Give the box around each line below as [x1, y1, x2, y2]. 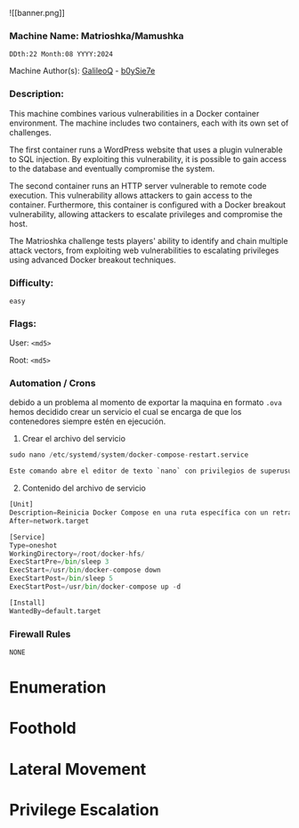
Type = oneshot [9, 540, 58, 550]
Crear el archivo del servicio [21, 434, 126, 444]
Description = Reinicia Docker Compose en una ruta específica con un [9, 508, 269, 517]
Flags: [9, 317, 37, 329]
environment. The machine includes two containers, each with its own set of [9, 118, 289, 128]
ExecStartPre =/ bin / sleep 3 [9, 557, 109, 566]
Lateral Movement [9, 759, 147, 779]
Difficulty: [9, 276, 54, 288]
